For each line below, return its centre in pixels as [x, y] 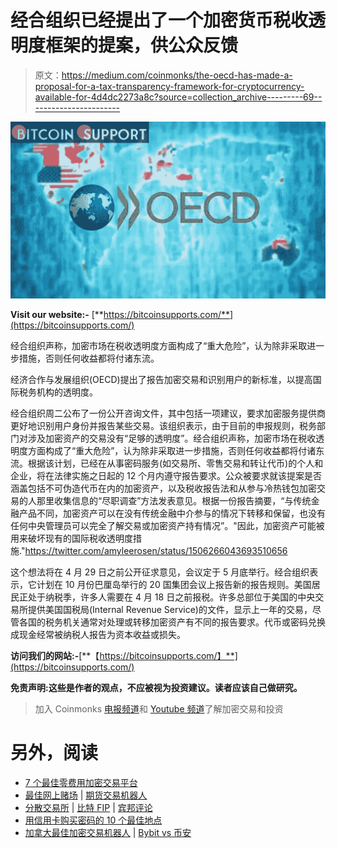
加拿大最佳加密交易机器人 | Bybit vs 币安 [108, 832]
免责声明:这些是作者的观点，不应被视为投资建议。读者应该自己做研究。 [156, 687]
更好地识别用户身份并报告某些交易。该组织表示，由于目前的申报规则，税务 [163, 425]
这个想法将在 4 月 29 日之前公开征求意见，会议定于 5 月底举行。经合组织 [160, 572]
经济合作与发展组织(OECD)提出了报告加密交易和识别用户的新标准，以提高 [161, 379]
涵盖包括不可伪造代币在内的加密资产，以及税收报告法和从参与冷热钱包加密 [163, 488]
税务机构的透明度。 [58, 392]
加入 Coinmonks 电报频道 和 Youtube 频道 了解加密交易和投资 [159, 708]
